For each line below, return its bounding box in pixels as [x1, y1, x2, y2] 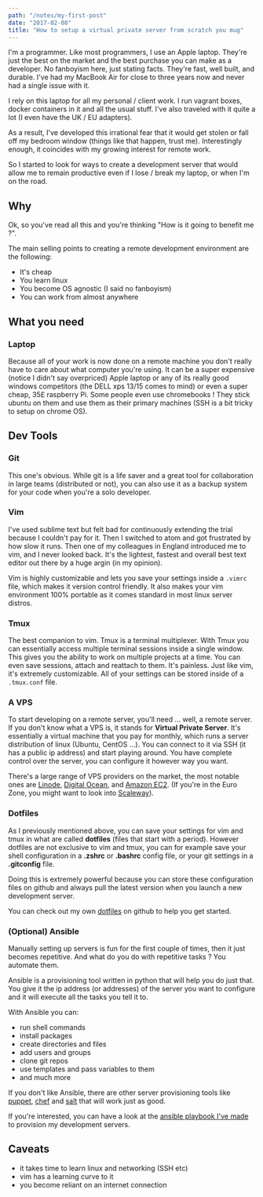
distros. [8, 598, 33, 608]
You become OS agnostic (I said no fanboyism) [19, 284, 172, 294]
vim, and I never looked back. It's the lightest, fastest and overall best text [8, 549, 247, 559]
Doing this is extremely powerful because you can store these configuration [8, 874, 254, 884]
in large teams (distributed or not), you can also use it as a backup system [8, 479, 247, 488]
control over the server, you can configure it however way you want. [8, 757, 229, 766]
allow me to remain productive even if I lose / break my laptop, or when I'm [8, 168, 250, 177]
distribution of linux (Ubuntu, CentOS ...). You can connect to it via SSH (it [8, 739, 247, 750]
